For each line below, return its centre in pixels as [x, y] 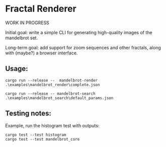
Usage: [17, 69]
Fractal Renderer [41, 9]
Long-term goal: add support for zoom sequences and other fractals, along [83, 47]
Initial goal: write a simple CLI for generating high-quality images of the [79, 32]
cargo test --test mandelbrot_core [43, 139]
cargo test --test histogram [36, 135]
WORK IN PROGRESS [27, 23]
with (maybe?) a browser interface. [41, 53]
